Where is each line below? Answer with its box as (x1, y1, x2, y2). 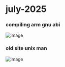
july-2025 (5, 3, 47, 15)
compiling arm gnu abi (5, 21, 61, 28)
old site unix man (5, 45, 47, 52)
